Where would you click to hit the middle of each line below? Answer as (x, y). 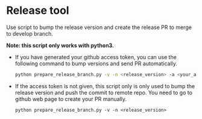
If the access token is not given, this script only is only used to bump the (105, 86)
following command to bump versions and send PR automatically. (96, 63)
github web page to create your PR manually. (71, 99)
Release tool (38, 11)
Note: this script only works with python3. (60, 45)
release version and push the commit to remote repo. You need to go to (104, 92)
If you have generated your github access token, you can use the (96, 57)
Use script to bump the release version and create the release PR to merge (99, 27)
